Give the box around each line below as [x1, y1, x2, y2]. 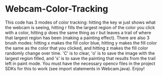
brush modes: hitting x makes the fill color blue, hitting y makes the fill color [5, 40, 157, 46]
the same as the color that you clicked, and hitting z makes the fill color [5, 45, 148, 51]
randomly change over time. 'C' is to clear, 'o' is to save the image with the [5, 50, 155, 56]
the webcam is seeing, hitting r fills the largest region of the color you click [5, 24, 155, 30]
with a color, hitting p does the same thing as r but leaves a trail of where [5, 30, 151, 35]
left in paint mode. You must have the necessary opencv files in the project [5, 61, 156, 66]
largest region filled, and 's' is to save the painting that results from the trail [5, 55, 156, 61]
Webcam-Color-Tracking [5, 3, 108, 15]
